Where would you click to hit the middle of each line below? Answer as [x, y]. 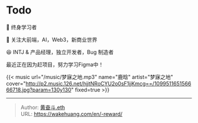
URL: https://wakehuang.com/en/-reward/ [71, 114]
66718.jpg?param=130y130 [39, 90]
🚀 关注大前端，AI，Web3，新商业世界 [52, 39]
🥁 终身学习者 [22, 27]
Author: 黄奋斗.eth [43, 107]
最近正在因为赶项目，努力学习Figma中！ [55, 64]
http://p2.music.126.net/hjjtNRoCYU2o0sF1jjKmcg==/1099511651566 [108, 83]
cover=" [16, 83]
